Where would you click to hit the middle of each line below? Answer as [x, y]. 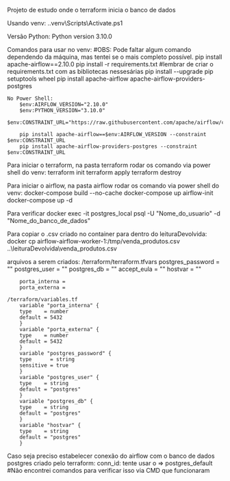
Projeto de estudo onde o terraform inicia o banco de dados [91, 10]
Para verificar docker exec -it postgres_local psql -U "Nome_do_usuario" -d [114, 213]
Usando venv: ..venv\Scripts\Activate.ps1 [65, 23]
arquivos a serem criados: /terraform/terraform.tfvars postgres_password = [114, 262]
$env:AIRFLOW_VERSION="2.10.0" [64, 105]
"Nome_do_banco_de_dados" [49, 221]
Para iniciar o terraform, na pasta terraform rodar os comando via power [109, 165]
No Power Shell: [30, 99]
